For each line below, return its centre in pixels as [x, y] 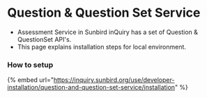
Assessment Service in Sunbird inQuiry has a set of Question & [108, 32]
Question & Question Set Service [104, 13]
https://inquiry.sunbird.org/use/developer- [114, 80]
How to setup [30, 65]
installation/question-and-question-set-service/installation [91, 88]
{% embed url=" [31, 80]
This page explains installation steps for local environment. [102, 47]
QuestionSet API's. [44, 39]
